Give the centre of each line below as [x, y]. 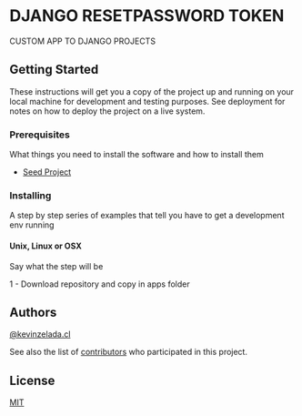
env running [32, 225]
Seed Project [47, 172]
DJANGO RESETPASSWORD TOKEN [147, 16]
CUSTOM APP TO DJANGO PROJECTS [83, 41]
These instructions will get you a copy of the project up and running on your [151, 91]
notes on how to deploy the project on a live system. [107, 111]
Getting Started [54, 70]
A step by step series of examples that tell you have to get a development [147, 216]
